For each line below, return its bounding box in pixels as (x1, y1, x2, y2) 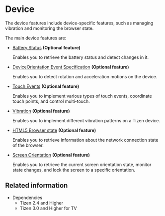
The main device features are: (5, 35, 67, 41)
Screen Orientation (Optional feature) (12, 152, 90, 158)
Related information (5, 181, 68, 190)
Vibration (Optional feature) (12, 108, 70, 114)
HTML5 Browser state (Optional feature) (12, 127, 96, 133)
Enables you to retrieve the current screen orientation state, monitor (12, 161, 152, 168)
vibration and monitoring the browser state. (5, 25, 94, 31)
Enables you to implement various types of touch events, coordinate (12, 93, 153, 99)
